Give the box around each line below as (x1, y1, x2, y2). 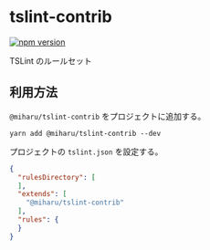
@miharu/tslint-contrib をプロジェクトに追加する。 (9, 110, 206, 121)
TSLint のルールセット (9, 55, 93, 66)
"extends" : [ (17, 190, 68, 199)
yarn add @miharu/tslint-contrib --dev (9, 129, 162, 138)
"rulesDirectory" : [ (17, 172, 96, 182)
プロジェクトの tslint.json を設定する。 (9, 146, 163, 157)
